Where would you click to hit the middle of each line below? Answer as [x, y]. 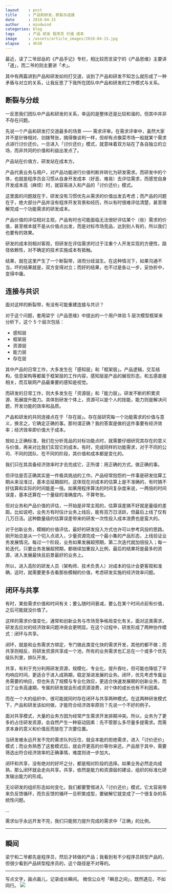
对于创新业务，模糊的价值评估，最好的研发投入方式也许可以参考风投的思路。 [86, 529]
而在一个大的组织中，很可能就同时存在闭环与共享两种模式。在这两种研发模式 [86, 699]
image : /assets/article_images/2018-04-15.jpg [61, 39]
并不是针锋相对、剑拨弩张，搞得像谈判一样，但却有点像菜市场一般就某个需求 [86, 137]
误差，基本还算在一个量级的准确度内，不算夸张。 [57, 495]
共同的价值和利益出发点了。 [52, 150]
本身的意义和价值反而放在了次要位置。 [50, 729]
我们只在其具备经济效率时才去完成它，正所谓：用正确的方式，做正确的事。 [84, 464]
